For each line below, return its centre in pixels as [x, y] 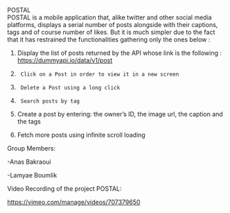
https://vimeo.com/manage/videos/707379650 [74, 202]
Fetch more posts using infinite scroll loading [81, 135]
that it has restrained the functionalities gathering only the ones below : [109, 40]
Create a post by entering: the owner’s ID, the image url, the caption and [120, 114]
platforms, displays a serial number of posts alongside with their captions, [113, 25]
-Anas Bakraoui [29, 162]
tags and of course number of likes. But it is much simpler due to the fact [111, 32]
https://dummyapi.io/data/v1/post [65, 60]
